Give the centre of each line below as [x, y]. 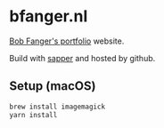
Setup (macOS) [53, 86]
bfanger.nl [49, 16]
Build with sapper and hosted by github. [82, 58]
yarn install [33, 115]
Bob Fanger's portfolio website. [67, 41]
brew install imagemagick [57, 107]
